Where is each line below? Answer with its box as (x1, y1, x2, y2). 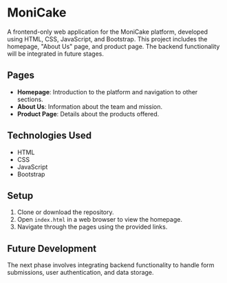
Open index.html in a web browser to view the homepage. (17, 216, 182, 224)
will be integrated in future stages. (7, 50, 105, 58)
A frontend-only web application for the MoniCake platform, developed (7, 28, 208, 36)
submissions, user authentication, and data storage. (7, 269, 154, 277)
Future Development (7, 242, 97, 254)
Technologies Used (7, 129, 91, 142)
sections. (17, 95, 43, 103)
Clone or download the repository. (17, 208, 115, 216)
